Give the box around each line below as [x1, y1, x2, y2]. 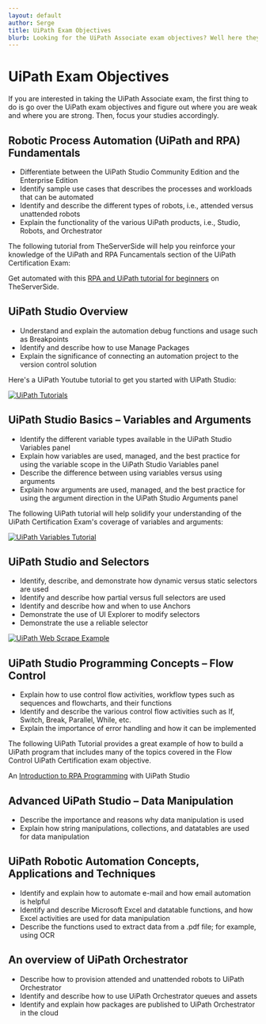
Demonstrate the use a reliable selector [19, 619, 149, 628]
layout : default [8, 11, 62, 20]
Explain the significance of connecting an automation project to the [19, 351, 239, 360]
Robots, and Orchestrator [19, 226, 103, 235]
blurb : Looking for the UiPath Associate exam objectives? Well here [8, 33, 243, 42]
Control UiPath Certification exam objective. [8, 756, 152, 765]
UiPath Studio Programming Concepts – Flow [8, 657, 234, 670]
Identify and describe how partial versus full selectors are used [19, 593, 226, 603]
